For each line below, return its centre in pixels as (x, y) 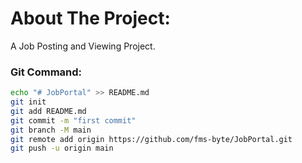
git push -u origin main (62, 148)
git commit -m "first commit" (73, 120)
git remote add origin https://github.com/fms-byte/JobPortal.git (151, 139)
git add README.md (48, 111)
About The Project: (90, 18)
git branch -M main (51, 130)
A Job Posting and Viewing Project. (83, 46)
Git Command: (46, 72)
